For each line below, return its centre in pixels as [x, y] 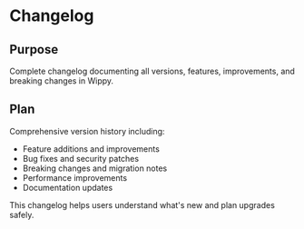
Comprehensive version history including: [87, 131]
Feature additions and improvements [91, 149]
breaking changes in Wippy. [62, 81]
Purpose [34, 50]
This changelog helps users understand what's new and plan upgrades [142, 204]
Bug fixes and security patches [80, 158]
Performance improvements [75, 177]
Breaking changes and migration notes [95, 168]
